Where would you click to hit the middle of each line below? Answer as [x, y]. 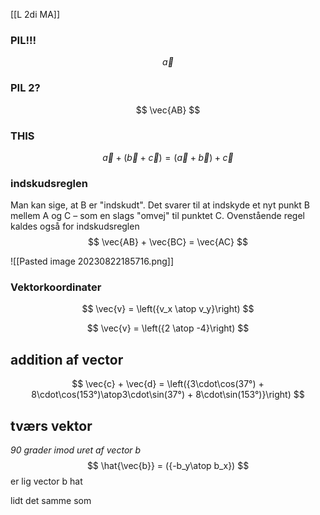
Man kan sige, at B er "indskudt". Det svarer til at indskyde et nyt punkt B [160, 205]
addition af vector [67, 359]
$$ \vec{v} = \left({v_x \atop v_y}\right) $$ [168, 309]
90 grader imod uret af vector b [76, 450]
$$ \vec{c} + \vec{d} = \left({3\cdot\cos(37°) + [168, 384]
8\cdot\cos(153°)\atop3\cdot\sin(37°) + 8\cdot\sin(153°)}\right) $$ [168, 395]
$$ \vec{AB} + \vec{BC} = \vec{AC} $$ [168, 242]
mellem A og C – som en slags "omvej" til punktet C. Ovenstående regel [157, 216]
